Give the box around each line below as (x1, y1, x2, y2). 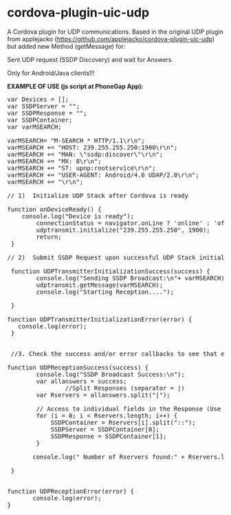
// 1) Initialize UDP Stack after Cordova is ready (7, 191, 189, 199)
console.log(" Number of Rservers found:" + (32, 452, 186, 461)
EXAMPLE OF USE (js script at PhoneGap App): (7, 82, 144, 90)
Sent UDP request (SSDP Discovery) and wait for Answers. (7, 55, 174, 63)
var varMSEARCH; (7, 122, 62, 131)
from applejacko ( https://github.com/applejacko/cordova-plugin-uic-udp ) (7, 34, 215, 43)
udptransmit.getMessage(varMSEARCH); (36, 281, 164, 289)
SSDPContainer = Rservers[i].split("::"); (50, 418, 196, 426)
